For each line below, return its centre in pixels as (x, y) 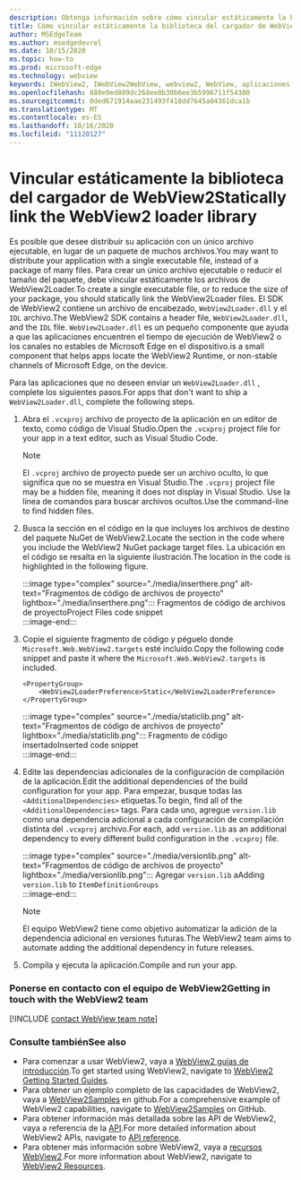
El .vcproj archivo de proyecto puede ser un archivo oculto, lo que (145, 472)
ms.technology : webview (54, 76)
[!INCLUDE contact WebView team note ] (84, 1019)
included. (39, 668)
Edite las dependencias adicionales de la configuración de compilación (153, 771)
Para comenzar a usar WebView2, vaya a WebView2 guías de (135, 1062)
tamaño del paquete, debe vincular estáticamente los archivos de (130, 280)
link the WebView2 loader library (133, 217)
